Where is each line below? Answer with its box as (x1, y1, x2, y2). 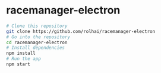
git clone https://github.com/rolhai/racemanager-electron (6, 28, 156, 34)
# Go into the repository (6, 34, 70, 40)
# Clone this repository (6, 23, 68, 29)
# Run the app (6, 56, 42, 62)
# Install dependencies (6, 45, 65, 51)
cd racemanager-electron (6, 39, 68, 45)
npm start (6, 61, 31, 68)
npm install (6, 51, 36, 57)
